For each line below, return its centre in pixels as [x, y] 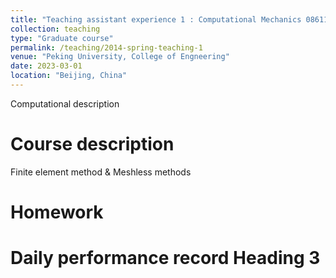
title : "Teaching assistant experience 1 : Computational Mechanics [156, 19]
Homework [57, 212]
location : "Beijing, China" [69, 76]
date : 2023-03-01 [46, 66]
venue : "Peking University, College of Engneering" [120, 57]
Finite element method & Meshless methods [101, 172]
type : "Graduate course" [62, 38]
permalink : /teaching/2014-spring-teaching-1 [106, 47]
